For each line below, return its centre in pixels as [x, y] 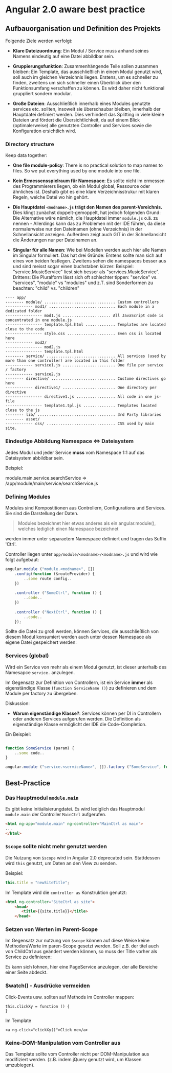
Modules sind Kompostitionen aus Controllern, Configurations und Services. [85, 507]
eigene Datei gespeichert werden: [41, 642]
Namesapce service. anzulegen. [40, 672]
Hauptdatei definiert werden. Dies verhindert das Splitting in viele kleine [89, 115]
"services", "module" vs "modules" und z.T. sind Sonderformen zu [83, 283]
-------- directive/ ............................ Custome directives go [86, 379]
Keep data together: [26, 155]
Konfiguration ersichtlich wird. [45, 131]
